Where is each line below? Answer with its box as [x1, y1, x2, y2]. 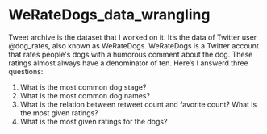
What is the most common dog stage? [19, 82, 147, 92]
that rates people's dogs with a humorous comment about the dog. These [8, 49, 253, 59]
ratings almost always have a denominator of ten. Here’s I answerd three [8, 58, 248, 68]
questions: [8, 66, 44, 76]
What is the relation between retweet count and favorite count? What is [19, 99, 257, 109]
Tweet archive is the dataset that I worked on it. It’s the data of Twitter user [8, 32, 257, 42]
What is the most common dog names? [19, 90, 151, 100]
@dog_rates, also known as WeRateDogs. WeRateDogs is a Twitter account [8, 40, 260, 50]
